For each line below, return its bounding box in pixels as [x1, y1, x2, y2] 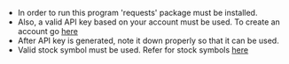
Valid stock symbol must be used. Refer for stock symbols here [17, 45, 249, 55]
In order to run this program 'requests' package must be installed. [17, 8, 258, 18]
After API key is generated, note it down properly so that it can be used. [17, 35, 279, 46]
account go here [17, 26, 78, 36]
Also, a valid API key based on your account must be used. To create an [17, 17, 281, 27]
